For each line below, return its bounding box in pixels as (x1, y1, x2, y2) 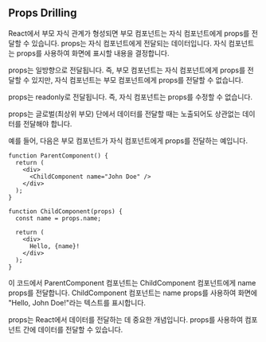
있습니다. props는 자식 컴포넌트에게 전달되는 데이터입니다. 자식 (31, 38, 227, 48)
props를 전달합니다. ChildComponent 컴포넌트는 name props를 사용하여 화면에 (8, 288, 257, 297)
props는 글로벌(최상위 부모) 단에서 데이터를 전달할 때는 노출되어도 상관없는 (8, 109, 241, 119)
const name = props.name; (15, 214, 102, 222)
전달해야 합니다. (22, 119, 72, 128)
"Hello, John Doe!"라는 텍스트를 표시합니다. (8, 297, 146, 307)
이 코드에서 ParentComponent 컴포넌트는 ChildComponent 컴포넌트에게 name (8, 278, 256, 287)
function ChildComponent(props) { (8, 207, 123, 216)
